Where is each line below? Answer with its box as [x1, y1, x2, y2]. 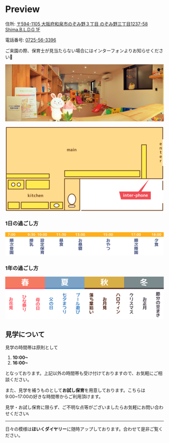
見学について [5, 330, 45, 339]
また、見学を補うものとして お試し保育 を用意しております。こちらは [5, 387, 146, 394]
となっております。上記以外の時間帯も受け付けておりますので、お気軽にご [5, 370, 158, 376]
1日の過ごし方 [5, 220, 39, 227]
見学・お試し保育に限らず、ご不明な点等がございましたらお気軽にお [5, 404, 146, 410]
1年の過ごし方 [5, 265, 39, 272]
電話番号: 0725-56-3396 [5, 37, 56, 43]
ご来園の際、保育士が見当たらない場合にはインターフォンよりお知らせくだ [5, 47, 159, 53]
